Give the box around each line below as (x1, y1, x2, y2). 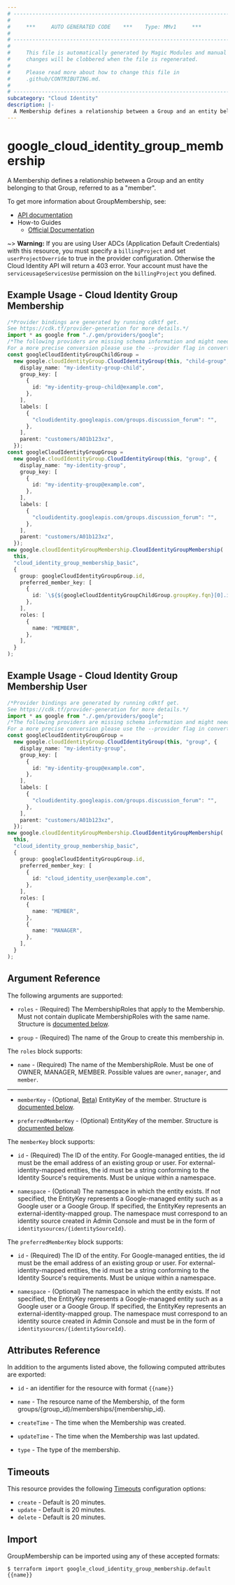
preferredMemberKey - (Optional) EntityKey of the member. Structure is (17, 1116, 219, 1124)
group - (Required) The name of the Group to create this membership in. (17, 1033, 225, 1042)
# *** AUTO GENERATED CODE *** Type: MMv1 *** (7, 23, 201, 30)
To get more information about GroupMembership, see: (7, 197, 166, 205)
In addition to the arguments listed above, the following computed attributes (7, 1363, 226, 1371)
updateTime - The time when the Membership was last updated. (17, 1432, 200, 1441)
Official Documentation (27, 225, 94, 234)
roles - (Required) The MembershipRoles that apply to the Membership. (17, 1005, 225, 1013)
